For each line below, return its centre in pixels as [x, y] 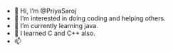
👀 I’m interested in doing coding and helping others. [90, 18]
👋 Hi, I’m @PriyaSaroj [45, 11]
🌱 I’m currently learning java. [56, 26]
